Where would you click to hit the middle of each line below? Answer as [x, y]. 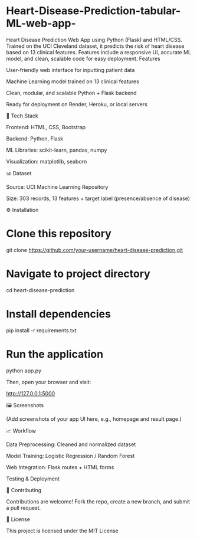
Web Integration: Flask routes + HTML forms [60, 467]
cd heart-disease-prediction [40, 290]
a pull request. [24, 508]
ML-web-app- [41, 23]
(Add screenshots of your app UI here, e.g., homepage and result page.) [94, 419]
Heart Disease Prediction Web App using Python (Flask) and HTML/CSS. [94, 40]
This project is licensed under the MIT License [63, 531]
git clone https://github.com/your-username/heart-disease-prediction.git [95, 250]
